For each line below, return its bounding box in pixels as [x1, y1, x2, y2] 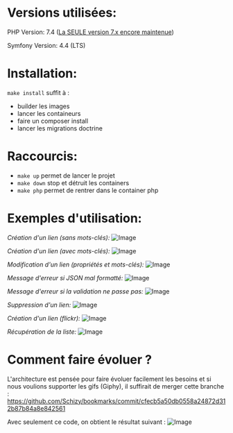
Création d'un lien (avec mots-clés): [7, 246, 110, 255]
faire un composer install [17, 117, 89, 125]
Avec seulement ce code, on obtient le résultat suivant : [7, 418, 166, 426]
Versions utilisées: [7, 5, 116, 21]
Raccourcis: [7, 148, 78, 164]
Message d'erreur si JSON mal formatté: [7, 273, 123, 282]
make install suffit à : [7, 88, 70, 96]
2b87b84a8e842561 [7, 404, 66, 412]
